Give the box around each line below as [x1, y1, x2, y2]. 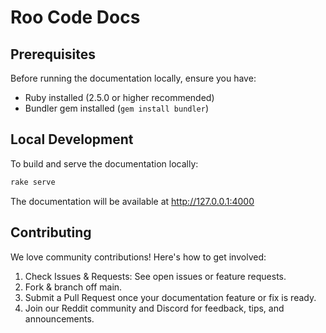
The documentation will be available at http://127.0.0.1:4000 [10, 195, 255, 207]
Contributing [10, 224, 92, 241]
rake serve [10, 177, 56, 187]
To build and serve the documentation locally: [10, 157, 199, 170]
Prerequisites [10, 46, 96, 63]
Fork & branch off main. [24, 281, 123, 293]
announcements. [24, 312, 95, 325]
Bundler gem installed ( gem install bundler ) [24, 102, 210, 114]
